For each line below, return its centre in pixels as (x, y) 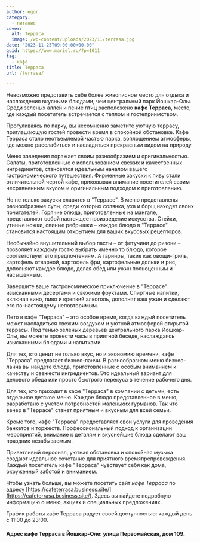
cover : (14, 28)
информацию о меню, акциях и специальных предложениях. (84, 502)
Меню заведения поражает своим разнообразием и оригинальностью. (98, 157)
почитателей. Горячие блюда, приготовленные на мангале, (82, 212)
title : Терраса (25, 67)
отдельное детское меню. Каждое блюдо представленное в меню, (92, 398)
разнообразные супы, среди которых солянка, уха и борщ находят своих (100, 206)
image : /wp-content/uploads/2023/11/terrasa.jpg (73, 39)
